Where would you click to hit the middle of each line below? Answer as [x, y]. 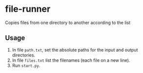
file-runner [28, 9]
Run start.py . [26, 65]
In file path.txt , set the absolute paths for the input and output [75, 49]
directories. [24, 55]
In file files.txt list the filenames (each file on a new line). [71, 60]
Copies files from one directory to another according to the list [68, 23]
